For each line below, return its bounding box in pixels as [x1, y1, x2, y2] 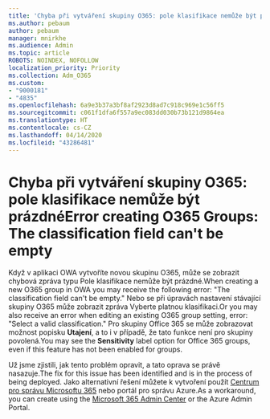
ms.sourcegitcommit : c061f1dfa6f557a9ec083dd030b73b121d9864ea [8, 109, 225, 117]
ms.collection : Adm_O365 [8, 71, 92, 79]
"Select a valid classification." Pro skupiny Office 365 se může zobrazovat [8, 319, 253, 329]
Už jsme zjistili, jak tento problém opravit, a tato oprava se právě [8, 360, 221, 370]
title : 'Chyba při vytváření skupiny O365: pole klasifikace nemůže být [8, 11, 257, 20]
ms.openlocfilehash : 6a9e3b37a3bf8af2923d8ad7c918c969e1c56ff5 [8, 101, 225, 109]
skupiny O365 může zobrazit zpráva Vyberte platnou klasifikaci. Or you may [8, 302, 258, 311]
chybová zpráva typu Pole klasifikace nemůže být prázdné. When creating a [8, 276, 259, 286]
